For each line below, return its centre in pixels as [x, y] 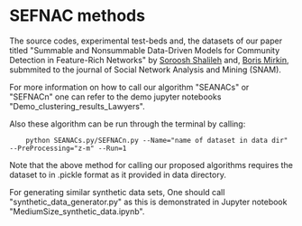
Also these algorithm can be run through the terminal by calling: [128, 124]
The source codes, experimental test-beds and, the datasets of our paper [146, 41]
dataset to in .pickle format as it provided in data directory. [118, 174]
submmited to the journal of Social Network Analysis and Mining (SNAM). [146, 70]
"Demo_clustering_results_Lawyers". [78, 106]
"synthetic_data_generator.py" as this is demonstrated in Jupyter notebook [148, 202]
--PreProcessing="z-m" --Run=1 [68, 148]
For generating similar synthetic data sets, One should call [117, 192]
